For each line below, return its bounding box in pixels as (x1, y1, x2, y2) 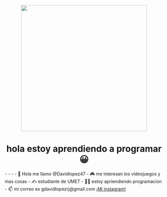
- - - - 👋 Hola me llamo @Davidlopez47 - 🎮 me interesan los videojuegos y (5, 171, 160, 177)
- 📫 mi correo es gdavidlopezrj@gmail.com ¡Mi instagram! (5, 186, 126, 192)
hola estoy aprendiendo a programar (6, 143, 162, 155)
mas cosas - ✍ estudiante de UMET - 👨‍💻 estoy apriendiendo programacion (5, 178, 162, 184)
